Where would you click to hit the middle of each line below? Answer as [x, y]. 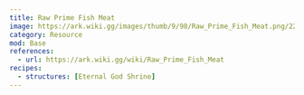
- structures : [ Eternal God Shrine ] [86, 77]
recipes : [26, 69]
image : [22, 26]
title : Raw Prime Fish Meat [62, 18]
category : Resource [46, 34]
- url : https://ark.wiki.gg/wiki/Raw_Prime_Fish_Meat [121, 60]
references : [32, 52]
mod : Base [28, 43]
